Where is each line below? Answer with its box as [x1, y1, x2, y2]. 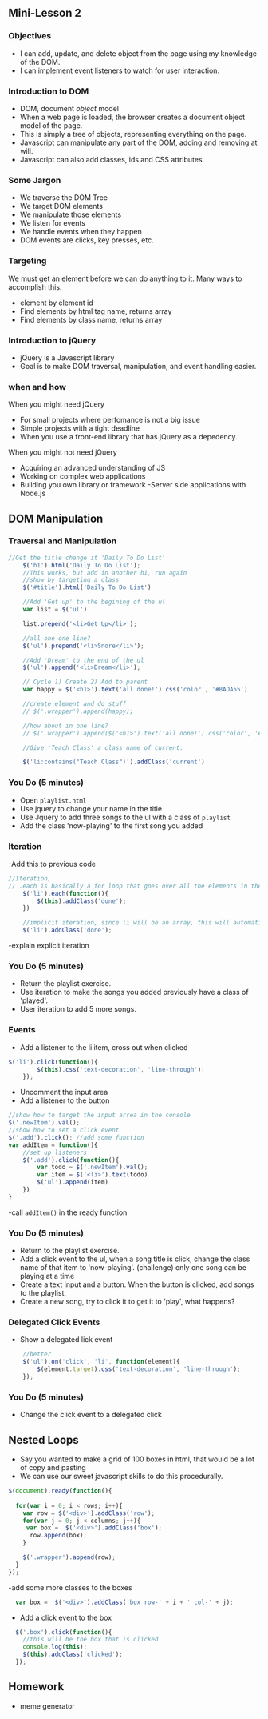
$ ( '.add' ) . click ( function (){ [22, 1156, 120, 1164]
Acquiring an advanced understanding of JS [19, 463, 166, 473]
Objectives [8, 30, 52, 42]
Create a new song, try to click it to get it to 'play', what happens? [19, 1296, 235, 1307]
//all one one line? [22, 634, 91, 643]
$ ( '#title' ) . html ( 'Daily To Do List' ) [22, 583, 152, 591]
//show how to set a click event [8, 1126, 120, 1135]
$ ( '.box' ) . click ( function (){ [15, 1628, 112, 1636]
